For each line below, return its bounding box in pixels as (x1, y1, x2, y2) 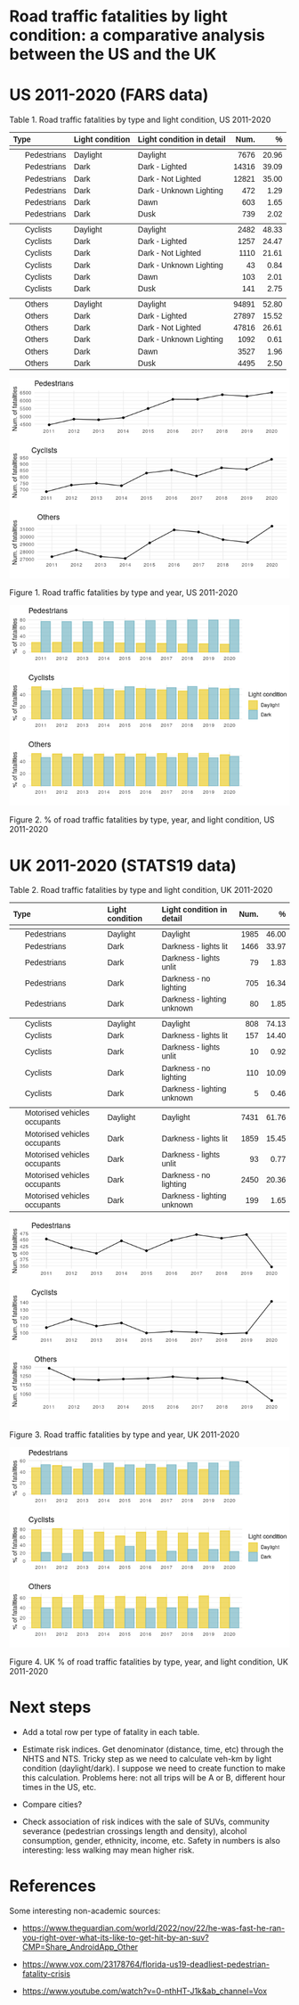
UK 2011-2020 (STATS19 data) (9, 855, 238, 875)
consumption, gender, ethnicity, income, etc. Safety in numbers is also (21, 1835, 280, 1845)
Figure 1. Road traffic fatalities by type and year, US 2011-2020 (9, 587, 238, 598)
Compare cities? (21, 1798, 83, 1810)
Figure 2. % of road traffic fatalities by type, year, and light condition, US (9, 814, 275, 825)
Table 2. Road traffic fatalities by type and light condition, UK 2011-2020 (9, 885, 273, 896)
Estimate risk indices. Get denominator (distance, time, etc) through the (21, 1744, 285, 1755)
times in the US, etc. (21, 1781, 97, 1792)
